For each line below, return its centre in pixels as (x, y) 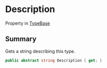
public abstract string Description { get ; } (54, 60)
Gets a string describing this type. (40, 51)
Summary (21, 39)
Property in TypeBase (28, 23)
